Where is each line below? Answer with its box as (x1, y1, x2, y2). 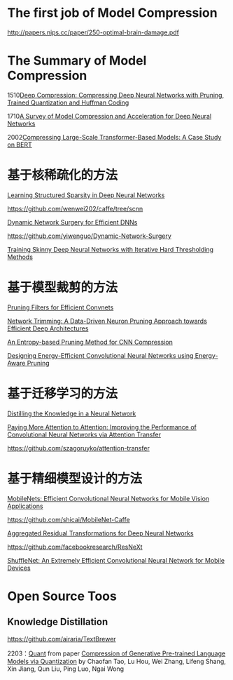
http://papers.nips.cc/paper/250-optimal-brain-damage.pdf (7, 28, 180, 36)
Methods (7, 253, 34, 261)
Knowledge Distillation (7, 616, 108, 628)
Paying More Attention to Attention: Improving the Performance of (7, 422, 197, 431)
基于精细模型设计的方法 (7, 470, 143, 486)
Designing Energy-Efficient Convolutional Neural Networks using (7, 351, 194, 359)
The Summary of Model (7, 53, 147, 69)
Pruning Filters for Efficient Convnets (7, 303, 114, 312)
